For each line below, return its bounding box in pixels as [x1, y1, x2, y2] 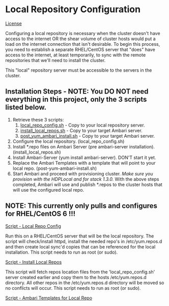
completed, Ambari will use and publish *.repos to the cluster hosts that [12, 181, 163, 188]
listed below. [5, 103, 47, 112]
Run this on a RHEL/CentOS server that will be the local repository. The [5, 233, 154, 239]
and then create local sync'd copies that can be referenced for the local [5, 243, 156, 250]
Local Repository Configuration [5, 4, 141, 15]
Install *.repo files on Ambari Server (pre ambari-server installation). [12, 143, 155, 149]
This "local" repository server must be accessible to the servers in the [5, 67, 152, 73]
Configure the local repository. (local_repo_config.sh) [12, 138, 125, 144]
